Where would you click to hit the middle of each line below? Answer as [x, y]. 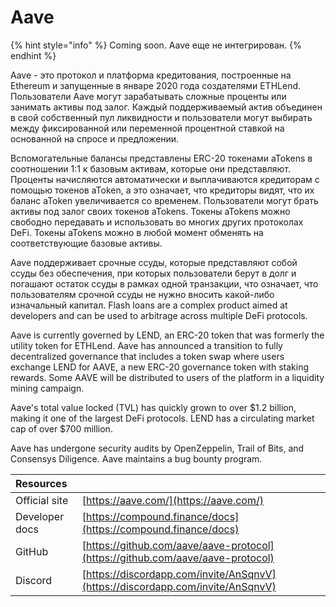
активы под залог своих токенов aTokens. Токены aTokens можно [150, 211]
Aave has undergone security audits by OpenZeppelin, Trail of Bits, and [157, 448]
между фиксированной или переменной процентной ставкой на [147, 128]
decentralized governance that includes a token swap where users [147, 356]
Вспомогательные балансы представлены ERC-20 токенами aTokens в [161, 158]
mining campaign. [47, 388]
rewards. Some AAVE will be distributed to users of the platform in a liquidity [167, 377]
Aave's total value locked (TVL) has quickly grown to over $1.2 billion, [153, 407]
